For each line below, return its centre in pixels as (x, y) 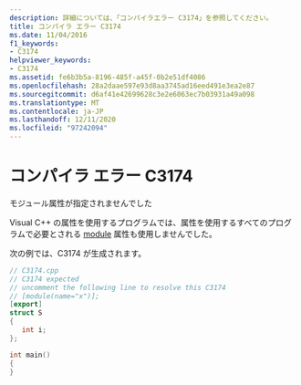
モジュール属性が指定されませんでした (81, 203)
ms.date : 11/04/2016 (49, 35)
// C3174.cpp (34, 270)
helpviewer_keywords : (51, 60)
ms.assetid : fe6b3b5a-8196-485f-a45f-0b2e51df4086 (108, 78)
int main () (30, 355)
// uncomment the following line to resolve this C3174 (118, 287)
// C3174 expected (44, 279)
